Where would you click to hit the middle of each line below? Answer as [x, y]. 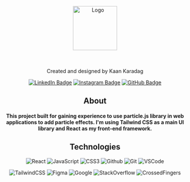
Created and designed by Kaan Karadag [95, 71]
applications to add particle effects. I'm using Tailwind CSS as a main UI [95, 122]
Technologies [95, 147]
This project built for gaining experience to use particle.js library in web [95, 116]
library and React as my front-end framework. [95, 128]
